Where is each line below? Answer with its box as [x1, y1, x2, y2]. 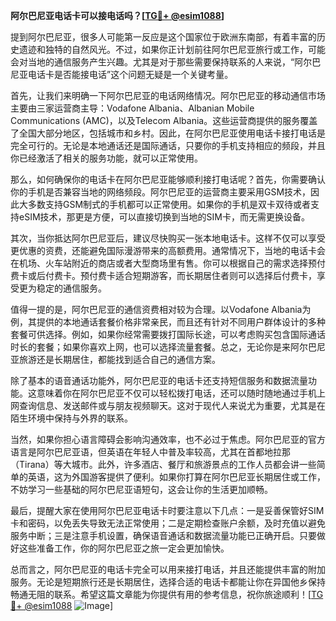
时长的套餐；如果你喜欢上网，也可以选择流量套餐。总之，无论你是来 [10, 341, 291, 353]
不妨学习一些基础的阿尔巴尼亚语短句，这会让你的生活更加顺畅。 [10, 484, 273, 495]
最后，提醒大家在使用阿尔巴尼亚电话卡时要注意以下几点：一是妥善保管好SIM [10, 505, 325, 516]
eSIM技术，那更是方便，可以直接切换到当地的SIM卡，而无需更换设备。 [18, 211, 310, 223]
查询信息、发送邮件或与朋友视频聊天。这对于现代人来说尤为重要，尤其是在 [18, 400, 326, 411]
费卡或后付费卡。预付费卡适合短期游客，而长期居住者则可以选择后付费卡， [10, 270, 317, 281]
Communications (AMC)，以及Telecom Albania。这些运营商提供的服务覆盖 [10, 115, 318, 126]
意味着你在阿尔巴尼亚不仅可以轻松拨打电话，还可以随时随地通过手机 [36, 387, 317, 399]
